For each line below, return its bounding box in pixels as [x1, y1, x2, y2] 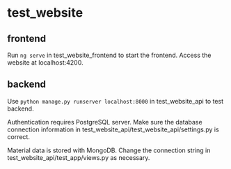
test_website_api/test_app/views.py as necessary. [7, 153, 150, 161]
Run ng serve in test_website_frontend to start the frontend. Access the [7, 51, 212, 59]
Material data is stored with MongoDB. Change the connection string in [7, 146, 211, 154]
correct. [7, 132, 30, 140]
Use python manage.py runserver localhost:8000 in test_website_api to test [7, 97, 224, 105]
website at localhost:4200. [7, 58, 83, 67]
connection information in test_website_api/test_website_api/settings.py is [7, 125, 219, 134]
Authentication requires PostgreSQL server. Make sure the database [7, 118, 203, 126]
